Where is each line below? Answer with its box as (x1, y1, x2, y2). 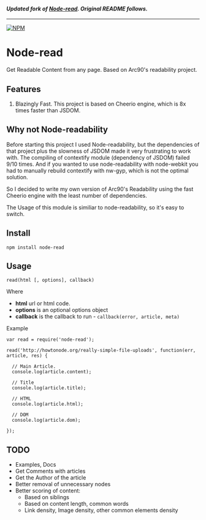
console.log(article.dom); (12, 417, 81, 424)
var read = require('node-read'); (6, 336, 95, 343)
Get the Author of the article (15, 474, 86, 481)
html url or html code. (15, 300, 71, 307)
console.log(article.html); (12, 401, 84, 408)
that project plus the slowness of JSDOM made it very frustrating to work (6, 147, 191, 155)
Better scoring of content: (15, 487, 81, 494)
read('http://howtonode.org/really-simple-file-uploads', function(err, (6, 347, 196, 354)
